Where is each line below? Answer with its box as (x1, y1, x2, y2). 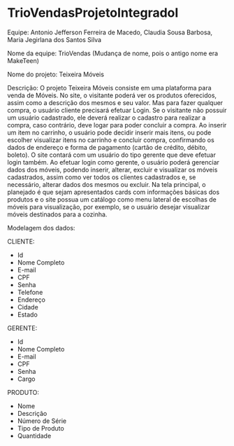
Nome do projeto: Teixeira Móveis (7, 70, 105, 78)
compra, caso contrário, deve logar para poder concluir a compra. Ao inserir (7, 120, 227, 129)
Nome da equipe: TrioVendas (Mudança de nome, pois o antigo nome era (7, 49, 219, 57)
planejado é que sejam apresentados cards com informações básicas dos (7, 188, 220, 196)
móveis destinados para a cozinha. (7, 210, 108, 218)
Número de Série (17, 417, 67, 425)
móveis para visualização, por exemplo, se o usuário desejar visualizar (7, 202, 211, 211)
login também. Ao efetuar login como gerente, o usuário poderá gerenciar (7, 158, 220, 166)
